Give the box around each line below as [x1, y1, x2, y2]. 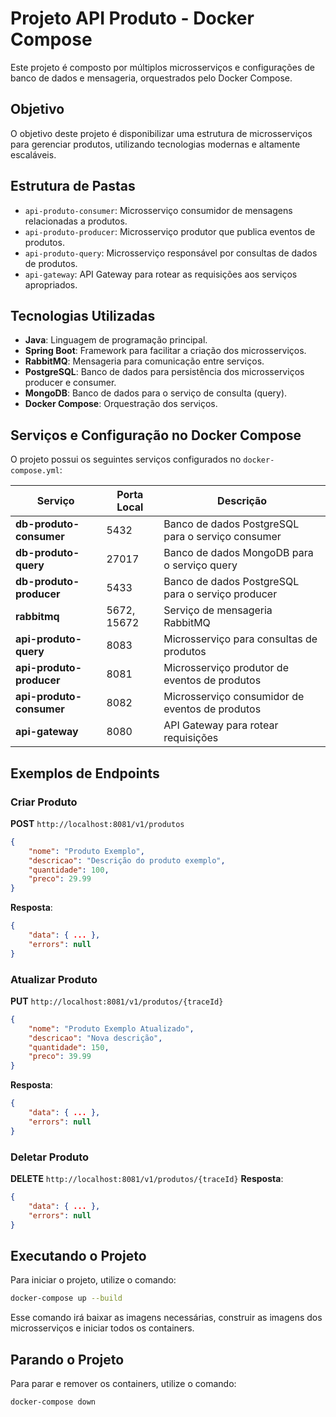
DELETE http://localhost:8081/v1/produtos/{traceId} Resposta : [10, 1172, 284, 1184]
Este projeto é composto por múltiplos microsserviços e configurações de [10, 61, 315, 73]
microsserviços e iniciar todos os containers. [10, 1322, 195, 1334]
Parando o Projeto [10, 1351, 125, 1368]
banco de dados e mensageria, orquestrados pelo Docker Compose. [10, 72, 293, 84]
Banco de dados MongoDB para [163, 546, 314, 560]
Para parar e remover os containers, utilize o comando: [10, 1377, 237, 1389]
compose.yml [10, 466, 60, 476]
